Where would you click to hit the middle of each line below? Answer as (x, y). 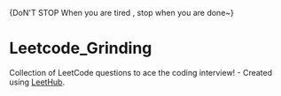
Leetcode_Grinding (81, 48)
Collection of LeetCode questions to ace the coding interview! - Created (141, 72)
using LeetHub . (37, 82)
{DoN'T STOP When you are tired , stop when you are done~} (122, 13)
